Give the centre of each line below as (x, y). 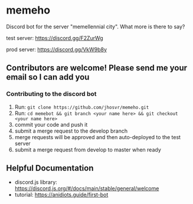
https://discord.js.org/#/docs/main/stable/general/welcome (87, 189)
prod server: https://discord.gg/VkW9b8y (57, 49)
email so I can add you (48, 77)
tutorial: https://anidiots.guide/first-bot (61, 195)
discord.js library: (36, 182)
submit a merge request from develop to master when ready (88, 149)
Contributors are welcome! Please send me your (97, 68)
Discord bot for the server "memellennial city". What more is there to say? (96, 27)
